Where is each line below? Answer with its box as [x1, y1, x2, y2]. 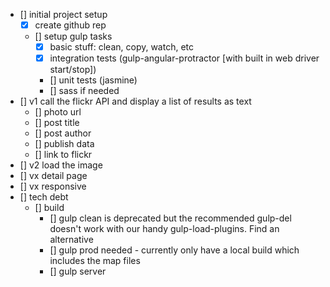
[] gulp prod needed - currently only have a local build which [49, 244, 300, 256]
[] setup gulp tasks [34, 30, 113, 43]
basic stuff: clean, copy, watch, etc [49, 41, 195, 53]
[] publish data [34, 138, 95, 150]
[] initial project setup [19, 9, 108, 20]
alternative [49, 234, 94, 246]
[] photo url [34, 106, 82, 118]
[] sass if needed [49, 85, 120, 97]
